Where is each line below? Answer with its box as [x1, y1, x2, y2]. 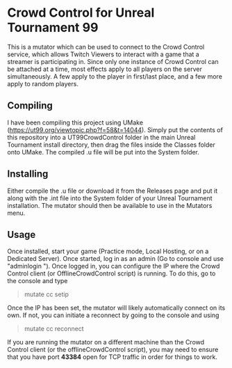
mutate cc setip [24, 290, 69, 298]
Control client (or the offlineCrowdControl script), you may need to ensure [7, 346, 219, 354]
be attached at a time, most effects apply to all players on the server [7, 65, 203, 73]
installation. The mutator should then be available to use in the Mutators [7, 201, 213, 209]
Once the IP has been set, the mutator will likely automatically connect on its [7, 304, 226, 312]
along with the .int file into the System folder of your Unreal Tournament [7, 193, 213, 202]
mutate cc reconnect [24, 325, 85, 333]
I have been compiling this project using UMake [7, 118, 144, 127]
